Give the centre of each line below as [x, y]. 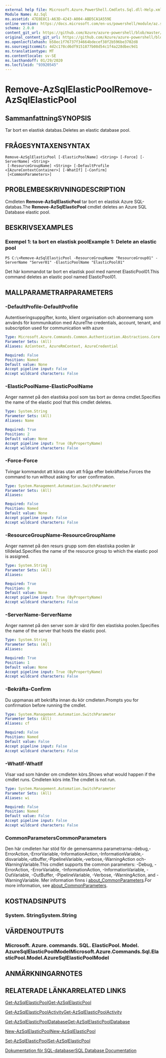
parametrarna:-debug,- [127, 849]
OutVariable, [18, 875]
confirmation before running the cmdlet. [46, 705]
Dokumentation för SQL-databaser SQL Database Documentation [71, 1051]
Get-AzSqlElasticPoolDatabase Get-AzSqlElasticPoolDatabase [67, 1022]
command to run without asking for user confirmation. [60, 476]
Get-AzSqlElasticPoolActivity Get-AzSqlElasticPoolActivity [63, 1012]
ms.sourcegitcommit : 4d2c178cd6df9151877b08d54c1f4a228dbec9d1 [72, 47]
